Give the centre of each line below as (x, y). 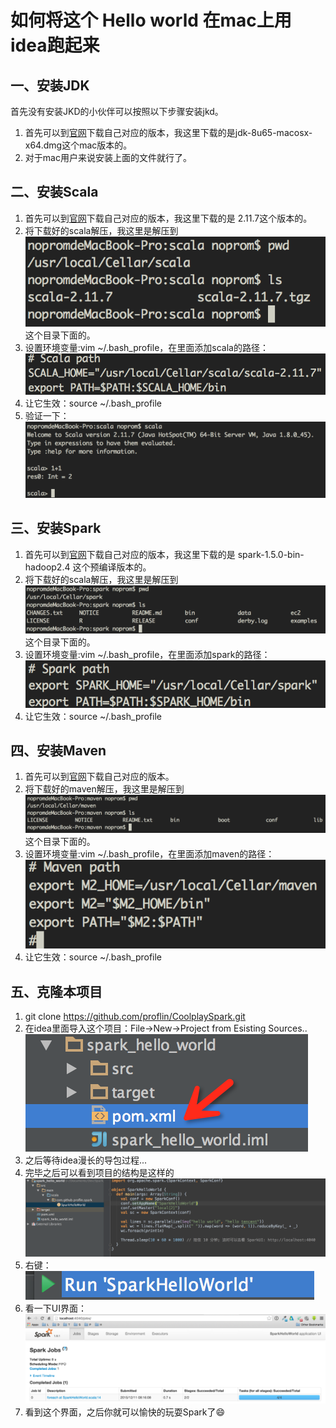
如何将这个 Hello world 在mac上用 (151, 20)
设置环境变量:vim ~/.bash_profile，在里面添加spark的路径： (147, 655)
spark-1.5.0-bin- (271, 554)
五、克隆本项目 (56, 991)
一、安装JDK (50, 85)
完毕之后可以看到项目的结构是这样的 (99, 1173)
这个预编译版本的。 (112, 567)
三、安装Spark (56, 528)
